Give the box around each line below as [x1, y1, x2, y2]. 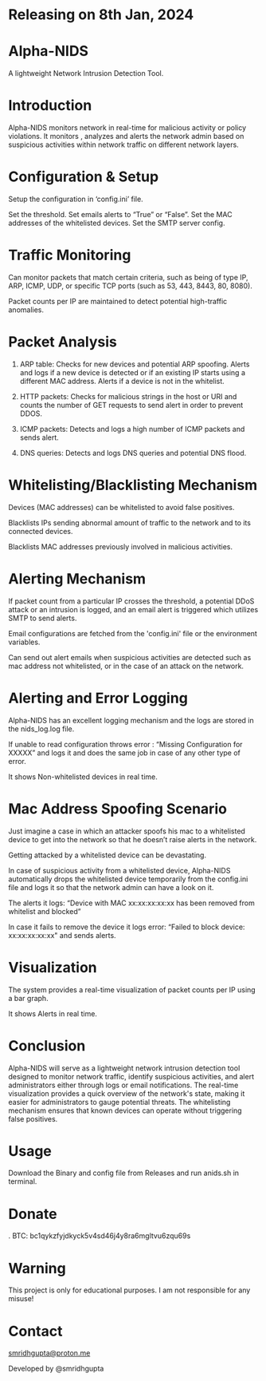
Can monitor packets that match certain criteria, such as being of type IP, [8, 272, 248, 282]
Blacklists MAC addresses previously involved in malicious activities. [8, 541, 233, 552]
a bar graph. [8, 993, 49, 1003]
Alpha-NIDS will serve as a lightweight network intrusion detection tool [8, 1063, 241, 1073]
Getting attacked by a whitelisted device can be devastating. [8, 850, 207, 860]
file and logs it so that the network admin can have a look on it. [8, 882, 214, 892]
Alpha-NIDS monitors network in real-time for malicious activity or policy [8, 123, 247, 133]
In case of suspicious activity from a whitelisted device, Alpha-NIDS [8, 865, 231, 875]
